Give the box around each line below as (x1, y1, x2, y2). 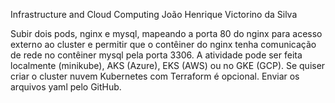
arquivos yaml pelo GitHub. (10, 81, 122, 93)
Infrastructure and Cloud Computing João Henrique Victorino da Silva (10, 9, 298, 20)
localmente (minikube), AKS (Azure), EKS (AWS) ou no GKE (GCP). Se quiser (10, 60, 326, 71)
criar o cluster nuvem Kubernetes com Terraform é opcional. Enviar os (10, 70, 300, 82)
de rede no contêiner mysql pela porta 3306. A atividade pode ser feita (10, 49, 303, 61)
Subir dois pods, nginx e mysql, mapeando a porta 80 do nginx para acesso (10, 28, 323, 39)
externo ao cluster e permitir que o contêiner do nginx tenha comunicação (10, 39, 317, 50)
